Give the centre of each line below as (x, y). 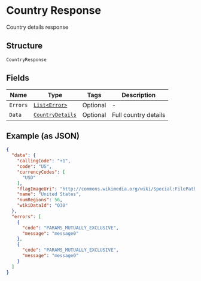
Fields (18, 78)
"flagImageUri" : (37, 189)
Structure (25, 46)
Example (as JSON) (43, 136)
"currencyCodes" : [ (41, 172)
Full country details (138, 114)
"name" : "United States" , (49, 194)
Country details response (37, 27)
